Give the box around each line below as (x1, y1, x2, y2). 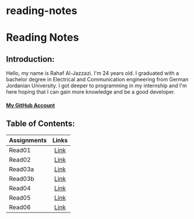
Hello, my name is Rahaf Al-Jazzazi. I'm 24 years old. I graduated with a (6, 70, 179, 77)
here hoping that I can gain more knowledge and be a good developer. (6, 88, 175, 95)
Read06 (9, 203, 31, 211)
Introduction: (6, 54, 55, 64)
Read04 (9, 184, 31, 192)
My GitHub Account (6, 101, 56, 109)
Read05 (9, 193, 31, 201)
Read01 (9, 146, 31, 154)
